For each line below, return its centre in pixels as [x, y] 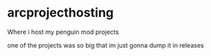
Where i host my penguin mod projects [63, 32]
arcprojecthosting [60, 13]
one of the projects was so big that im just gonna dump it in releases [105, 45]
